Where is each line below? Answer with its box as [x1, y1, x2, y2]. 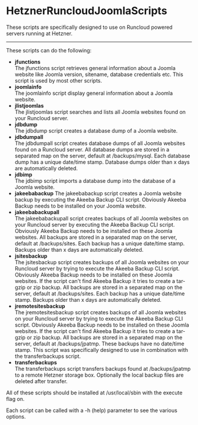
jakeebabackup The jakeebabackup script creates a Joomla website [14, 190, 181, 197]
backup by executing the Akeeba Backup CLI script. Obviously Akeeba [14, 196, 187, 203]
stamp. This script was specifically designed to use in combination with [14, 346, 189, 353]
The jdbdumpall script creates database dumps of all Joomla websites [14, 140, 186, 147]
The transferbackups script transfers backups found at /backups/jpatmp [14, 365, 191, 372]
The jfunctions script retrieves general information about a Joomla [14, 64, 176, 71]
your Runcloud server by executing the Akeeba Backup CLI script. [14, 221, 175, 228]
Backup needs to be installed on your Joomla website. [14, 202, 146, 209]
